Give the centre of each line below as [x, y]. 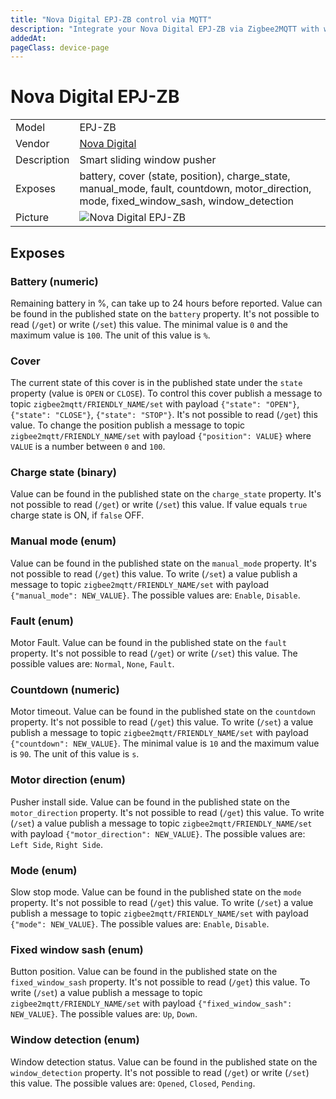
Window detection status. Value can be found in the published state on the [164, 1062]
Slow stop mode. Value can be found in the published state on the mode [156, 892]
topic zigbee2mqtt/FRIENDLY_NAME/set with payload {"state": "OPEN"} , [155, 404]
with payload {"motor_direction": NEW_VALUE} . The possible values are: [158, 833]
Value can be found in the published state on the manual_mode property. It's [163, 563]
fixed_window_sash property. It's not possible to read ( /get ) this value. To [160, 982]
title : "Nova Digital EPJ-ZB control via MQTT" [111, 19]
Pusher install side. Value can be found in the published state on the [150, 802]
